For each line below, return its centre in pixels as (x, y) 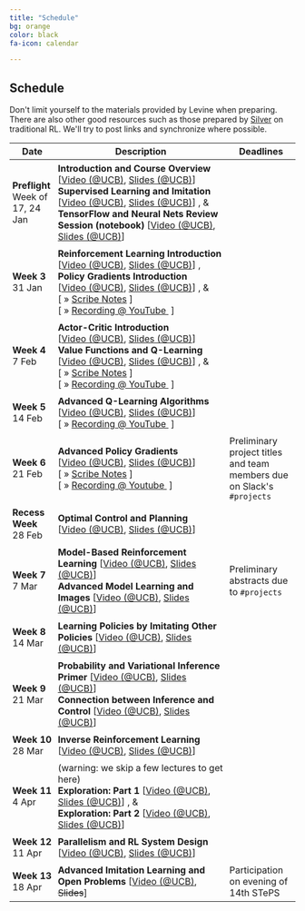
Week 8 (29, 632)
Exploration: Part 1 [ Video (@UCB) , (134, 791)
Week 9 (29, 688)
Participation (256, 870)
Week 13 (32, 876)
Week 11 (32, 791)
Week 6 (29, 462)
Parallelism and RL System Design (133, 842)
